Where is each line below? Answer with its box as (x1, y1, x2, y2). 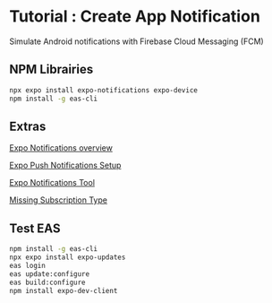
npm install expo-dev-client (9, 286, 118, 295)
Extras (9, 118, 47, 134)
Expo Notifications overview (9, 143, 114, 153)
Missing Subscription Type (9, 195, 107, 205)
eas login (9, 261, 47, 270)
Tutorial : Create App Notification (9, 6, 261, 27)
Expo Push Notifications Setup (9, 160, 122, 171)
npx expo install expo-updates (9, 253, 126, 262)
